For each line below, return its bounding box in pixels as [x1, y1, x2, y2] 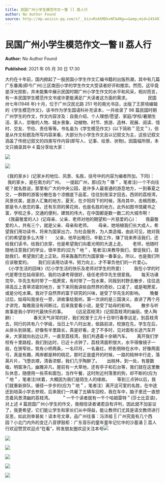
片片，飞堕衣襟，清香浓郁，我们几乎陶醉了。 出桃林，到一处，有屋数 [9, 358, 155, 364]
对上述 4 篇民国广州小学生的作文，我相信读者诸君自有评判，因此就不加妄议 [5, 401, 157, 407]
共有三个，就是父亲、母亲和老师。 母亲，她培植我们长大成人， [22, 222, 155, 228]
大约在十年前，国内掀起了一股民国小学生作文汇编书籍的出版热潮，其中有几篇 [5, 76, 160, 82]
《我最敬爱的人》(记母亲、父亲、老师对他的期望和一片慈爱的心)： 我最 [6, 216, 155, 222]
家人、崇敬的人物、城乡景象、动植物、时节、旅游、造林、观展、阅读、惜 [13, 119, 160, 126]
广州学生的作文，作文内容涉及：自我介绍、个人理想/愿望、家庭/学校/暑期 [5, 113, 152, 119]
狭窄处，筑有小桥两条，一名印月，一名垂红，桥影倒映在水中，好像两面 [18, 345, 160, 351]
